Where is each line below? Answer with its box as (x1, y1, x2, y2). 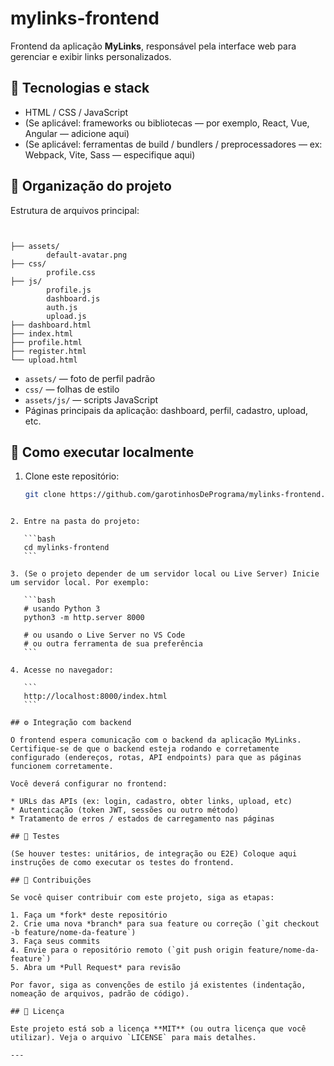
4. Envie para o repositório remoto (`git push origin (10, 945, 244, 956)
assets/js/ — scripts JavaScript (24, 393, 159, 406)
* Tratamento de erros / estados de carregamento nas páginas (10, 814, 275, 824)
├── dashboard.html (10, 320, 92, 330)
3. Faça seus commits (10, 937, 101, 947)
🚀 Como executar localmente (10, 443, 195, 461)
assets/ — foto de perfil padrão (24, 372, 156, 384)
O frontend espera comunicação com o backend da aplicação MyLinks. (10, 735, 302, 746)
